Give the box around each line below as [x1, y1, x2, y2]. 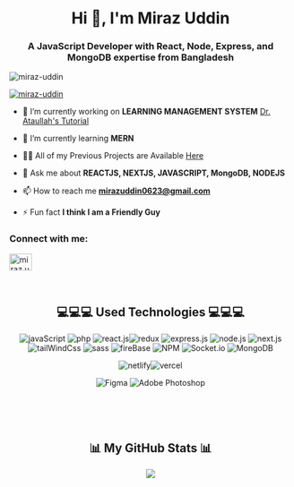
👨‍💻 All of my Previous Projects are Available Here [22, 150, 204, 161]
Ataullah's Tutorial [22, 115, 90, 126]
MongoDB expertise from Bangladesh [66, 51, 235, 64]
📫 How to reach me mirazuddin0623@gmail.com [22, 185, 211, 196]
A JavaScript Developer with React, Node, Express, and [27, 40, 274, 53]
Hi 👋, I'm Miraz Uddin [71, 8, 230, 29]
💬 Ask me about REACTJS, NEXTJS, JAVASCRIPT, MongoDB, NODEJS [22, 167, 285, 178]
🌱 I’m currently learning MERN [22, 133, 134, 144]
